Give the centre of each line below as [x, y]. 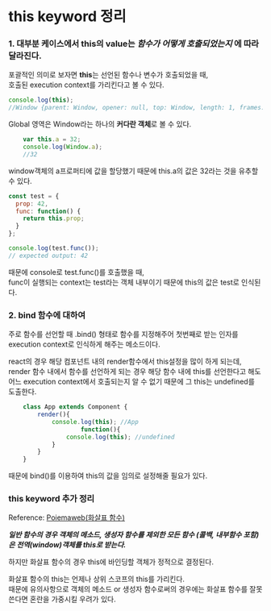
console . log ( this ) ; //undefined [120, 437]
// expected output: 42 [48, 256]
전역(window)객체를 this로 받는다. [71, 545]
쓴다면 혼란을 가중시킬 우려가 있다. [62, 599]
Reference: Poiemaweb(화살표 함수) [67, 517]
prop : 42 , [32, 204]
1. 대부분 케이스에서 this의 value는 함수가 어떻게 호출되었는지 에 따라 [134, 44]
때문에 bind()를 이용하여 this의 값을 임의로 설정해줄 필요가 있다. [108, 476]
